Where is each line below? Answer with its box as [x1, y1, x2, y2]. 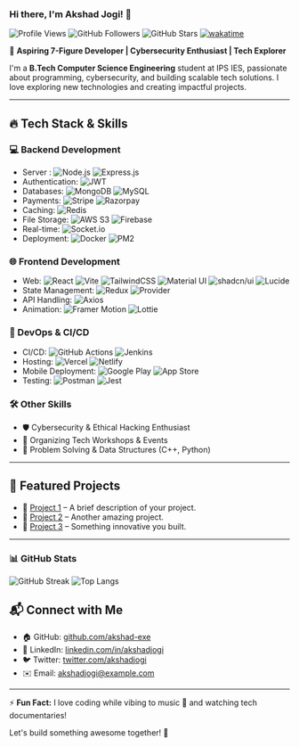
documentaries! [9, 710, 67, 720]
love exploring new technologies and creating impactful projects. [9, 82, 247, 93]
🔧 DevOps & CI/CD [9, 326, 90, 339]
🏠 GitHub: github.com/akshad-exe [21, 631, 151, 642]
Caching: [21, 204, 56, 215]
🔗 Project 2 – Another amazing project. [21, 512, 165, 522]
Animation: [21, 304, 62, 315]
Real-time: [21, 223, 61, 234]
